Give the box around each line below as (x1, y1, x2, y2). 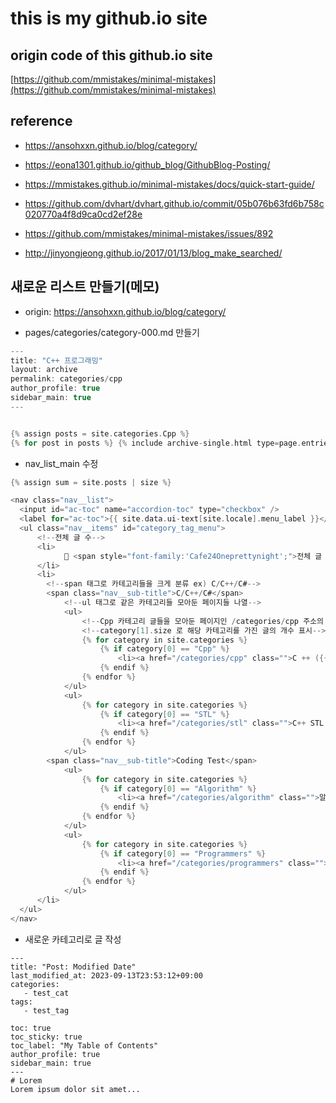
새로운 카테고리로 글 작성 (24, 933, 122, 945)
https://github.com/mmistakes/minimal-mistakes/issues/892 (24, 227, 274, 239)
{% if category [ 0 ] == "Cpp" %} (99, 644, 230, 654)
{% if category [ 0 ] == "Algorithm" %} (99, 783, 257, 794)
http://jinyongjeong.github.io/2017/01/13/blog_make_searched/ (24, 247, 283, 259)
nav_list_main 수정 (24, 457, 99, 469)
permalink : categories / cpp (10, 374, 123, 384)
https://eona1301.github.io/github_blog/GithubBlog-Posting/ (24, 158, 271, 171)
